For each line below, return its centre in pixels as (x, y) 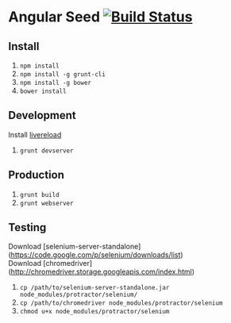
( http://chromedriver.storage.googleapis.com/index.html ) (102, 272)
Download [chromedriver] (50, 263)
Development (42, 115)
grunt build (39, 194)
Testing (27, 227)
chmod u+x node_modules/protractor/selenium (94, 312)
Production (37, 175)
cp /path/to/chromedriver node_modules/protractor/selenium (121, 303)
